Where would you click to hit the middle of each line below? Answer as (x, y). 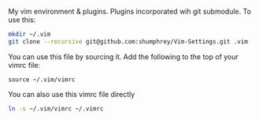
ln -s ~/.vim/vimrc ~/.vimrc (56, 109)
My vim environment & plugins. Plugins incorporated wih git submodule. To (130, 11)
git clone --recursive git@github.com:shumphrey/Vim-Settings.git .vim (128, 41)
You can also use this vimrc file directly (72, 94)
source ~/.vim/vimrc (42, 79)
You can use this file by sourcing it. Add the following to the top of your (123, 56)
